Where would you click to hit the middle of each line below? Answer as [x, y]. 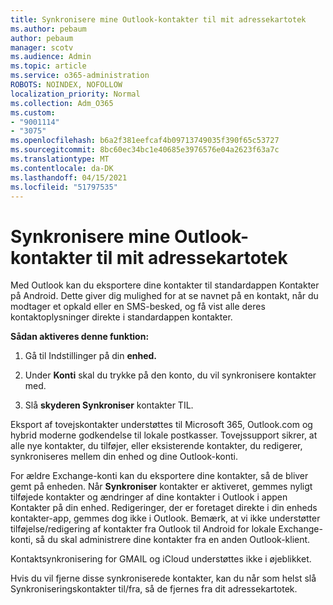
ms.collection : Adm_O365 [62, 103]
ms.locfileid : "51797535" [64, 187]
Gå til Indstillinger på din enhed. [91, 356]
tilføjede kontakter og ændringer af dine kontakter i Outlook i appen [149, 497]
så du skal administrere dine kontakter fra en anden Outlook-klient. [172, 540]
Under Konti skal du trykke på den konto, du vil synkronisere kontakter [170, 375]
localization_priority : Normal [75, 94]
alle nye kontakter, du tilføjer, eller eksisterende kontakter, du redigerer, [156, 446]
